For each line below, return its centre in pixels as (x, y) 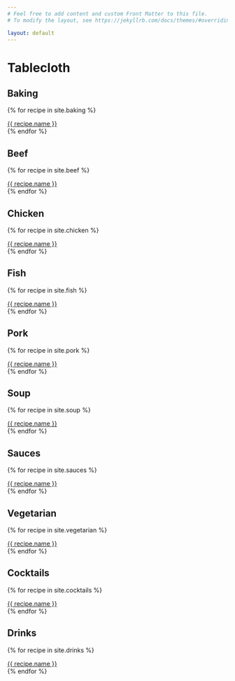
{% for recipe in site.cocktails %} (55, 590)
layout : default (31, 33)
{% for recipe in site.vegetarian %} (57, 530)
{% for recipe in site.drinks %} (51, 650)
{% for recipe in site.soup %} (49, 410)
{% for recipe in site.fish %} (47, 290)
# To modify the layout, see (50, 20)
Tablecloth (39, 68)
